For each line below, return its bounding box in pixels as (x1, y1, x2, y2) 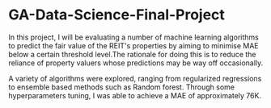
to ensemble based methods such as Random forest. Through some (8, 82, 235, 92)
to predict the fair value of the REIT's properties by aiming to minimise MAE (8, 40, 259, 50)
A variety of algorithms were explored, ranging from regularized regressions (8, 73, 262, 83)
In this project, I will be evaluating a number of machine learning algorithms (8, 32, 259, 42)
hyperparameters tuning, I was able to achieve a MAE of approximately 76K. (8, 90, 261, 100)
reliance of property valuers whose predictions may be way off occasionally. (8, 58, 264, 68)
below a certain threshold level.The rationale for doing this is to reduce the (8, 49, 256, 59)
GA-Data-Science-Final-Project (8, 6, 225, 24)
